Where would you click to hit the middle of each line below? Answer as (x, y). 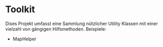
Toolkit (20, 9)
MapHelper (25, 39)
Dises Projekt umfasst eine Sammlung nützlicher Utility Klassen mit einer (82, 24)
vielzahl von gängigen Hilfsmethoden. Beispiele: (56, 29)
